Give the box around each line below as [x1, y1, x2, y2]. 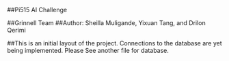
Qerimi [7, 26, 26, 34]
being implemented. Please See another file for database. [7, 47, 170, 54]
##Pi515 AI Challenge [7, 6, 67, 14]
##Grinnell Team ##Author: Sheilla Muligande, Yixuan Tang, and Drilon [7, 19, 206, 26]
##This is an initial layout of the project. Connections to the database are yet [7, 39, 222, 47]
